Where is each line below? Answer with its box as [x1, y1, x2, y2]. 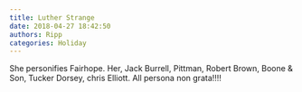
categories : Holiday [9, 38, 88, 48]
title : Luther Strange [9, 13, 95, 23]
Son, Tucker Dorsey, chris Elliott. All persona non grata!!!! [9, 73, 222, 84]
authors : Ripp [9, 30, 63, 39]
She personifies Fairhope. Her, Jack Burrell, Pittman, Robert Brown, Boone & [9, 63, 294, 74]
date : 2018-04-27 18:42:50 [9, 22, 111, 31]
